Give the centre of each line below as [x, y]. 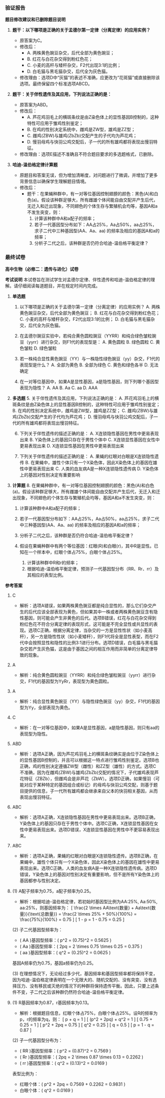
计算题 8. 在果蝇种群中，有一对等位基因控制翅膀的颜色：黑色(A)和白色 [83, 485]
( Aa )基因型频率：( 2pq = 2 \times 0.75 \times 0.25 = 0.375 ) [81, 946]
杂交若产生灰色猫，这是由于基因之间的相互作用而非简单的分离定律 [86, 649]
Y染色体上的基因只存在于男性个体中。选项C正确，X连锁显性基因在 [87, 823]
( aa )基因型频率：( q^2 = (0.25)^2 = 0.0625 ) [65, 952]
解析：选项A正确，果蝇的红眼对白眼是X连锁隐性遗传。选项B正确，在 [89, 856]
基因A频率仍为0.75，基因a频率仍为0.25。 [54, 963]
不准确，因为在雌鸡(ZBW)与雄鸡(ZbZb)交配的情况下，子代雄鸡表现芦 [89, 772]
